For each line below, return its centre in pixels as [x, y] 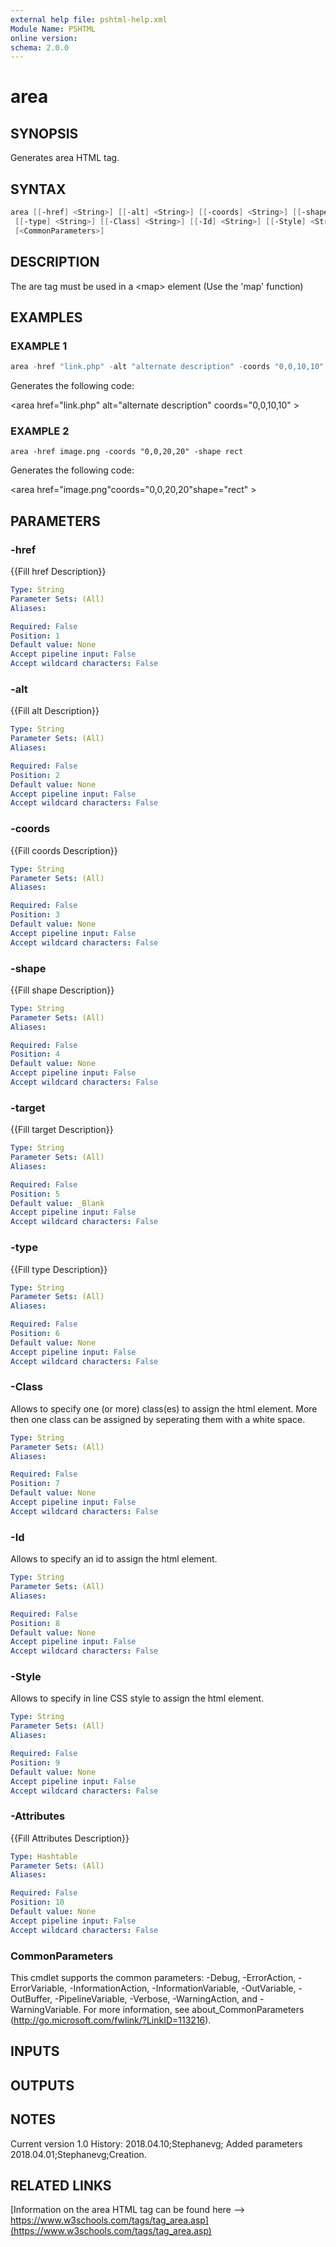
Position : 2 [35, 775]
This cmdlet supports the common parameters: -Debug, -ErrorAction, [153, 1978]
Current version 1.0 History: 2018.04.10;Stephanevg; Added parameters [156, 2143]
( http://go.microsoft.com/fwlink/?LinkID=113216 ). [111, 2020]
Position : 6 [35, 1334]
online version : [44, 38]
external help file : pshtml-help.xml [89, 19]
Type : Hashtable [44, 1856]
